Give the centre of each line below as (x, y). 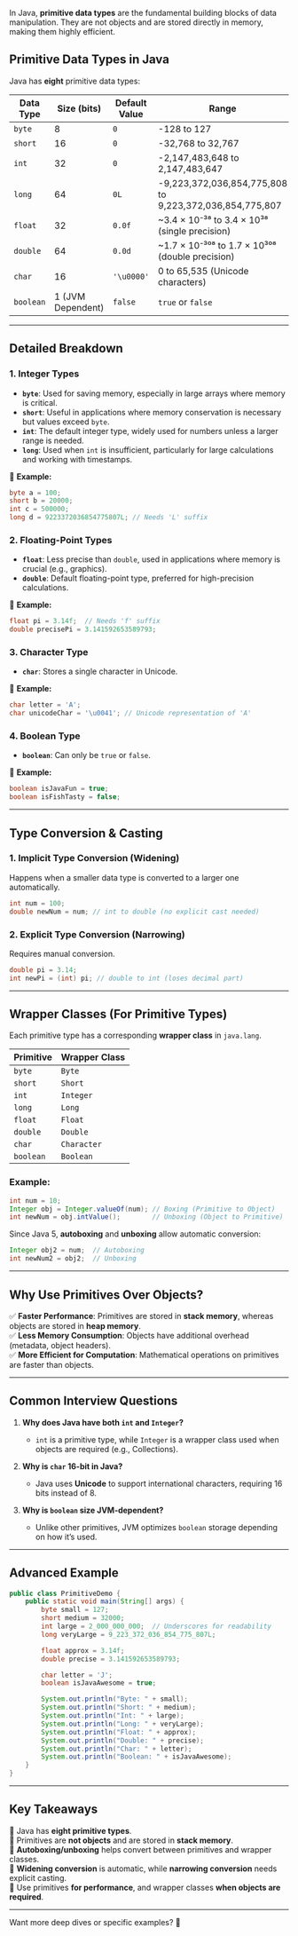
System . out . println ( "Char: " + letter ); (117, 1749)
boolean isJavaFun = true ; (59, 789)
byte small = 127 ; (75, 1610)
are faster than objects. (52, 1364)
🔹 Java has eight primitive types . (71, 1830)
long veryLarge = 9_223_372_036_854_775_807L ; (129, 1634)
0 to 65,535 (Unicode (204, 271)
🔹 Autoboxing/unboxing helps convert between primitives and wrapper (141, 1849)
